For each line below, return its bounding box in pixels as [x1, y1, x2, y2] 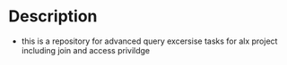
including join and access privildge [21, 45, 150, 55]
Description [8, 6, 98, 27]
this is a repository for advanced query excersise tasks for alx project [21, 36, 278, 46]
